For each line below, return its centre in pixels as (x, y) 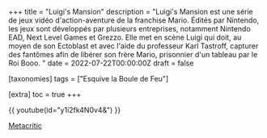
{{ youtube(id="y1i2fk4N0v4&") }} (65, 110)
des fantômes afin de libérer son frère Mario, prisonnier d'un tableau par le (133, 54)
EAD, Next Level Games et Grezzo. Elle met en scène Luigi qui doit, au (125, 37)
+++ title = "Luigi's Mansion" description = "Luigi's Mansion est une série (131, 12)
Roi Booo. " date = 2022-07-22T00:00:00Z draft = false (101, 63)
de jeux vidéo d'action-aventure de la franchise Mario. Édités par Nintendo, (134, 20)
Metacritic (25, 125)
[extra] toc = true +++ (45, 94)
